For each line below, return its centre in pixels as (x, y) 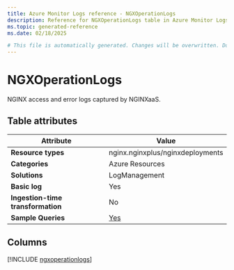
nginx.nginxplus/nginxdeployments (166, 152)
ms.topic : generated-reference (53, 26)
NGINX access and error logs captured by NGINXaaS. (84, 100)
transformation (36, 206)
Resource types (38, 152)
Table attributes (42, 121)
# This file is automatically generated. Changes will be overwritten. (113, 46)
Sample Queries (38, 218)
